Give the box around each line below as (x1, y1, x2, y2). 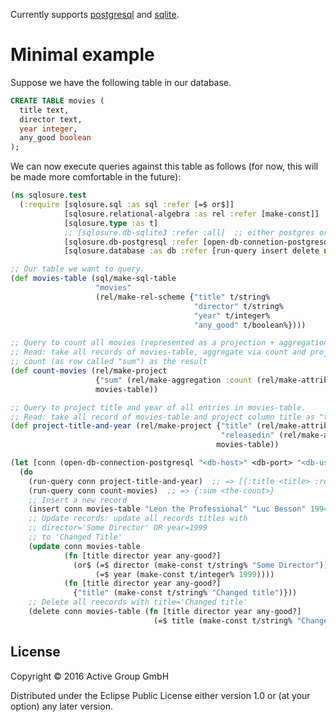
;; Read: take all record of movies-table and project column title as (10, 412, 315, 422)
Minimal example (10, 44, 155, 66)
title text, (19, 105, 70, 115)
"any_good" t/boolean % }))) (193, 320, 307, 330)
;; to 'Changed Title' (28, 532, 123, 543)
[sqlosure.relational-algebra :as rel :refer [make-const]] (63, 209, 320, 219)
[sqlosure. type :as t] (63, 218, 159, 228)
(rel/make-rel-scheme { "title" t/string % (95, 292, 271, 302)
